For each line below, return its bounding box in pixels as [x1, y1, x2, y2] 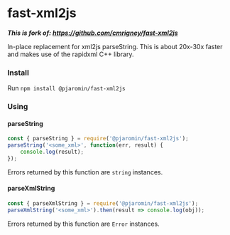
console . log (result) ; [20, 148, 84, 156]
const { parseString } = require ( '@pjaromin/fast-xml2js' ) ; [7, 135, 190, 142]
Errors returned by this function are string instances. [7, 167, 163, 176]
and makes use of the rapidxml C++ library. [7, 50, 134, 58]
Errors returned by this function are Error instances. [7, 219, 160, 228]
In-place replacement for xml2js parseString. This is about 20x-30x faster [7, 42, 223, 51]
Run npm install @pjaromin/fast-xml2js [7, 84, 126, 93]
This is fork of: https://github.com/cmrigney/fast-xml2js [7, 28, 179, 37]
